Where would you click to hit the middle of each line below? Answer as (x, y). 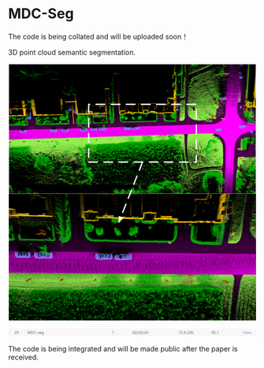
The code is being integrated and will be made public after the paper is (123, 349)
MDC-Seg (41, 14)
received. (24, 357)
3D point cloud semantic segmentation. (72, 52)
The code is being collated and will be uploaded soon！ (99, 36)
